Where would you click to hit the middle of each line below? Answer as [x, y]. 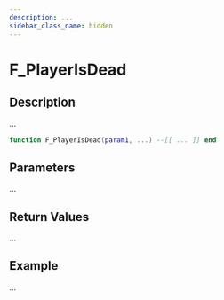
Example [34, 266]
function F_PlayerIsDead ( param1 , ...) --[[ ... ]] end [113, 140]
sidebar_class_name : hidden [61, 26]
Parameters [42, 167]
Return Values [49, 217]
